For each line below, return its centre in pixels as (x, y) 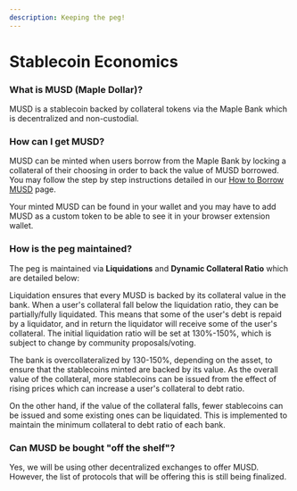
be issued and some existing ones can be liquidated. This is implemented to (148, 415)
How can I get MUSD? (57, 142)
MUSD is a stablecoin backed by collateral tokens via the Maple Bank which (148, 109)
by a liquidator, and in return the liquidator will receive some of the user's (144, 323)
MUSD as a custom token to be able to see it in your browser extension (140, 216)
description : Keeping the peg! (67, 17)
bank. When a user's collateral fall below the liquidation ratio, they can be (144, 304)
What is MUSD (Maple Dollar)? (76, 89)
